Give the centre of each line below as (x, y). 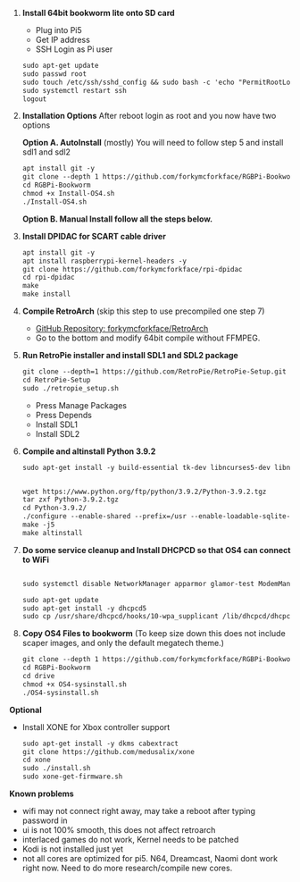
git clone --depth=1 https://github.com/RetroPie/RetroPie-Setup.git (154, 372)
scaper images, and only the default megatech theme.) (123, 643)
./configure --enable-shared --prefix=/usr (104, 517)
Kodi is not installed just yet (72, 849)
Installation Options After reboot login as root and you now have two (149, 116)
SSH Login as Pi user (74, 49)
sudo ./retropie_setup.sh (70, 388)
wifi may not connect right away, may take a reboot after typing (139, 811)
